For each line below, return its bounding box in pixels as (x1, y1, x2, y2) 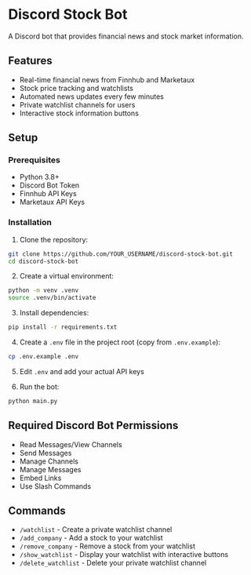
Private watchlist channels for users (19, 100, 136, 109)
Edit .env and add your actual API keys (19, 366, 145, 376)
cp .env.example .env (8, 353, 79, 361)
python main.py (8, 397, 58, 405)
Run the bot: (19, 382, 60, 391)
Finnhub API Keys (19, 189, 77, 198)
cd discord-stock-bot (8, 257, 79, 265)
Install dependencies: (19, 308, 89, 318)
